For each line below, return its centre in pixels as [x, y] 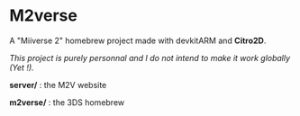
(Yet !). [22, 67]
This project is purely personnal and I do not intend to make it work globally [150, 58]
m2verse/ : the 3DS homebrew [67, 102]
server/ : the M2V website [58, 85]
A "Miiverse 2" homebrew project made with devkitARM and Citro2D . [138, 40]
